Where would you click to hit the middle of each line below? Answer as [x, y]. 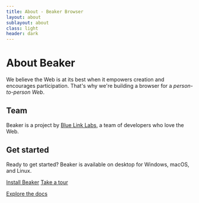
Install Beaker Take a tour [37, 182]
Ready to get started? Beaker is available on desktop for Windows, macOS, [98, 164]
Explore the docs [27, 194]
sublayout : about [28, 23]
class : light [22, 28]
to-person [18, 92]
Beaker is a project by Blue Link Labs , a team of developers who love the [95, 125]
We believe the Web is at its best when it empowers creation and [85, 80]
